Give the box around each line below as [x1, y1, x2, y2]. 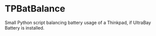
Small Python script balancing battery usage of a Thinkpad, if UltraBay [5, 19, 151, 25]
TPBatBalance [5, 3, 66, 14]
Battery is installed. [5, 24, 45, 30]
